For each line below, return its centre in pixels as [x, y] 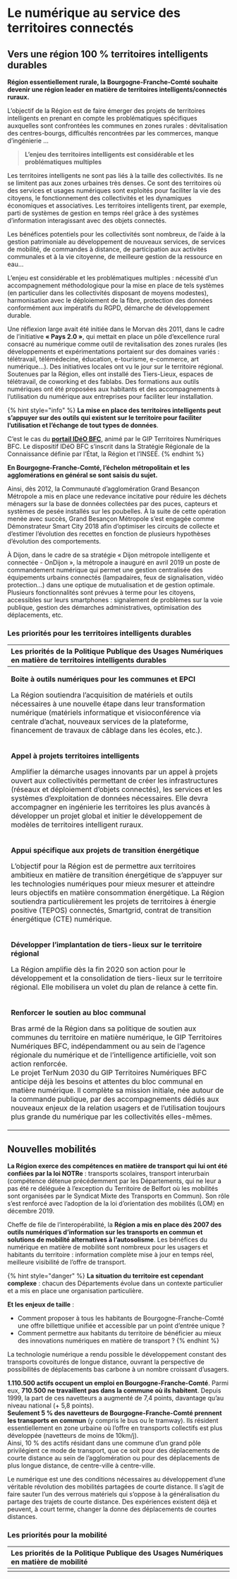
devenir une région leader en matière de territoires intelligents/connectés [117, 89]
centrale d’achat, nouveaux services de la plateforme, [99, 721]
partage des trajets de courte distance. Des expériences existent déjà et [112, 1502]
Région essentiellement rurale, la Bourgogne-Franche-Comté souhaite [113, 82]
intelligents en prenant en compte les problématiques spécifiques [102, 118]
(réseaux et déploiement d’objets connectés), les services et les [117, 790]
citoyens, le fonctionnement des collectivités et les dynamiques [99, 198]
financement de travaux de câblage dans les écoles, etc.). [107, 731]
